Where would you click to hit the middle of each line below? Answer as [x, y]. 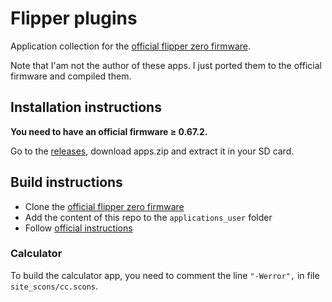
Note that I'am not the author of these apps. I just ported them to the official [166, 65]
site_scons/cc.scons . [54, 286]
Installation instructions [86, 107]
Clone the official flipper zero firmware [104, 206]
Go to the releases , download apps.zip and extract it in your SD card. [152, 151]
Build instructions [66, 182]
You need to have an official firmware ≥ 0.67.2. [109, 131]
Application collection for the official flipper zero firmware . [131, 46]
